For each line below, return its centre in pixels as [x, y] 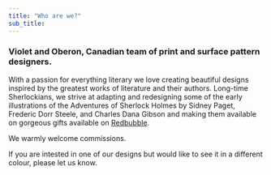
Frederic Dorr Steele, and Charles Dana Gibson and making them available [133, 113]
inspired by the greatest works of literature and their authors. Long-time [129, 88]
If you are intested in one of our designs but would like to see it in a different [136, 154]
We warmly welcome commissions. [67, 138]
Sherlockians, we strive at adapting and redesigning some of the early [126, 96]
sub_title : [27, 23]
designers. [30, 62]
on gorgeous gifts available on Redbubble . [79, 122]
